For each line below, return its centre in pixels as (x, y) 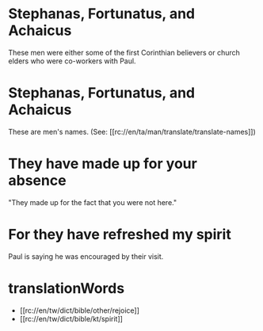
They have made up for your (103, 164)
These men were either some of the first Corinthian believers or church (124, 52)
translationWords (67, 288)
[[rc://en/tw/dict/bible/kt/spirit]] (71, 318)
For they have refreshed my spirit (120, 234)
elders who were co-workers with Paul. (72, 61)
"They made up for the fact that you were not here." (92, 202)
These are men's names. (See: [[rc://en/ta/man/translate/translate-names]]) (132, 131)
